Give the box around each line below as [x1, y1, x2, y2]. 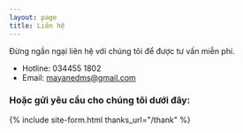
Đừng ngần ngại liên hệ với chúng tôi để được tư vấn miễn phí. [9, 45, 236, 56]
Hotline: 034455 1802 [21, 63, 102, 74]
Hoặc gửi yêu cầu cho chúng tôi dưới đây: [9, 94, 191, 106]
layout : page [9, 12, 57, 22]
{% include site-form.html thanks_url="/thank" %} [9, 114, 192, 125]
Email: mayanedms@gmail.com [21, 72, 137, 82]
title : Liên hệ [9, 21, 65, 30]
